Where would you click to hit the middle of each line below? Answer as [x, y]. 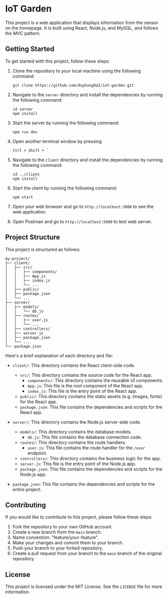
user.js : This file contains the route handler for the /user [86, 448]
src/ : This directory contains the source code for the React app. [86, 375]
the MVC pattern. [23, 33]
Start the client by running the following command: [65, 188]
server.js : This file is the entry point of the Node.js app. [78, 464]
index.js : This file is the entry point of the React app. [82, 391]
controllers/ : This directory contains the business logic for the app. [91, 458]
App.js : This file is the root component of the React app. [86, 385]
